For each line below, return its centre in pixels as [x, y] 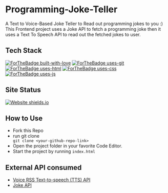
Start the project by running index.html [54, 152]
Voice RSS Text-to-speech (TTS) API [51, 180]
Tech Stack [24, 50]
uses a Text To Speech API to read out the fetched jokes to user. [73, 34]
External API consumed [44, 167]
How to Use [24, 118]
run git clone [26, 136]
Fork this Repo [28, 131]
